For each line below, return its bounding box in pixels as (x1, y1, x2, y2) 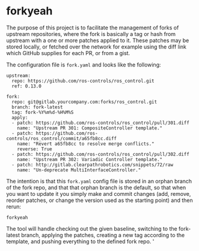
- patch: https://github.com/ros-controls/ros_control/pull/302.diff (11, 151, 189, 157)
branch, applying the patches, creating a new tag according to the (20, 231, 185, 238)
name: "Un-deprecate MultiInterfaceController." (17, 167, 141, 173)
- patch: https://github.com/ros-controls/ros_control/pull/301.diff (11, 120, 189, 126)
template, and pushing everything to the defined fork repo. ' (6, 238, 155, 245)
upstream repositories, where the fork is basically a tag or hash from (6, 30, 176, 37)
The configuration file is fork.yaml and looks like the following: (6, 61, 161, 68)
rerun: (6, 202, 22, 210)
